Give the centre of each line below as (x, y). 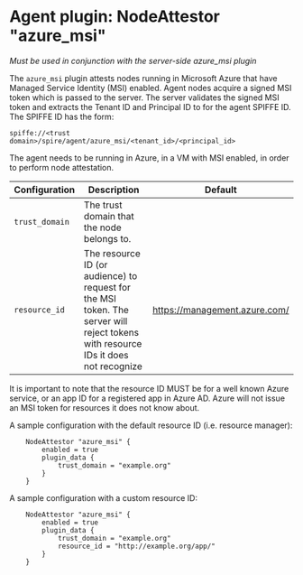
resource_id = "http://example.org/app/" (137, 546)
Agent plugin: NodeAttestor (115, 17)
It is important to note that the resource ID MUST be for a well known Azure (149, 388)
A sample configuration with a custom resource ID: (104, 497)
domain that (110, 216)
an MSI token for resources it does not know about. (105, 407)
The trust (103, 205)
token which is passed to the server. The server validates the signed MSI (144, 97)
